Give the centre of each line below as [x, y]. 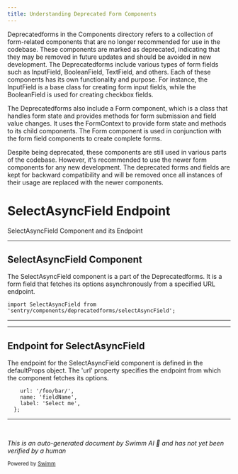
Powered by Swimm [32, 464]
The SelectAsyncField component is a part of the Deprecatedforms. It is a [115, 277]
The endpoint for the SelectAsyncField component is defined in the [105, 363]
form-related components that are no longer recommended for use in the [114, 42]
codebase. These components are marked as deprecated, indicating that [114, 49]
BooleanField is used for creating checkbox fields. [80, 94]
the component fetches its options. [58, 378]
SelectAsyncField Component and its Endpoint [75, 231]
